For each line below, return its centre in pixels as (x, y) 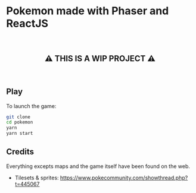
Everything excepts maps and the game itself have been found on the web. (98, 166)
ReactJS (27, 23)
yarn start (20, 134)
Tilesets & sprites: (37, 178)
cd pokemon (20, 122)
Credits (20, 152)
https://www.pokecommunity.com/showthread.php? (124, 178)
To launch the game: (31, 106)
